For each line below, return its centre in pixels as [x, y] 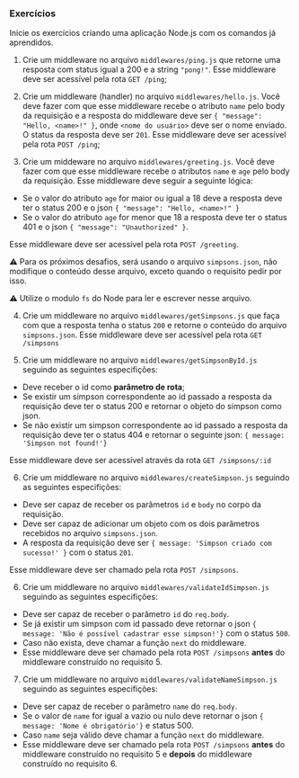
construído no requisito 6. [70, 764]
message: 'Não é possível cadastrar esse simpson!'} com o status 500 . [156, 633]
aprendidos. [31, 42]
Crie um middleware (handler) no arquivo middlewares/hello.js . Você [151, 96]
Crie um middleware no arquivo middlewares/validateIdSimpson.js [145, 587]
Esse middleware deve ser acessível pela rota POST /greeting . [124, 245]
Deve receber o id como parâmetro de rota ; [104, 387]
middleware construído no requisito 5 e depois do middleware [137, 755]
